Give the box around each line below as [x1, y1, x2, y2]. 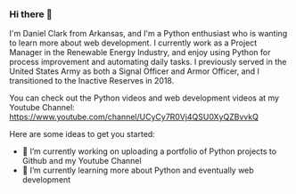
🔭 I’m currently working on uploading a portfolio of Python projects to [21, 146, 277, 157]
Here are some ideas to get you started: [9, 129, 156, 140]
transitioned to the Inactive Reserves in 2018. [9, 76, 175, 86]
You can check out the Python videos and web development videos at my [9, 93, 279, 103]
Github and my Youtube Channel [21, 156, 142, 166]
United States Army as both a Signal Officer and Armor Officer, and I [9, 66, 260, 77]
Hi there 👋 [9, 8, 53, 20]
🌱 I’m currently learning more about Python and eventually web [21, 165, 254, 176]
